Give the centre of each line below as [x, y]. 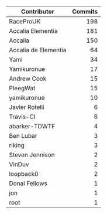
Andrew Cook [28, 79]
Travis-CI [22, 117]
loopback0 [24, 174]
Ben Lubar [23, 136]
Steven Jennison [32, 155]
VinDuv [19, 164]
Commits [85, 11]
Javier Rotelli [27, 107]
